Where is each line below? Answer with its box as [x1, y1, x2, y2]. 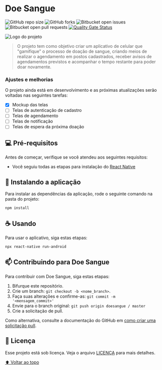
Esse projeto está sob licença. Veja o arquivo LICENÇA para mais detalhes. [5, 349, 156, 355]
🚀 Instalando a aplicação [5, 178, 81, 186]
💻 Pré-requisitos [5, 139, 58, 147]
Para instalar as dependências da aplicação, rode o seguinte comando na [5, 191, 153, 197]
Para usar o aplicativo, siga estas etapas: [5, 235, 88, 241]
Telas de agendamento [12, 113, 59, 119]
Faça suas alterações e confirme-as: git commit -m [12, 293, 116, 299]
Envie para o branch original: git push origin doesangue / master [12, 303, 145, 308]
